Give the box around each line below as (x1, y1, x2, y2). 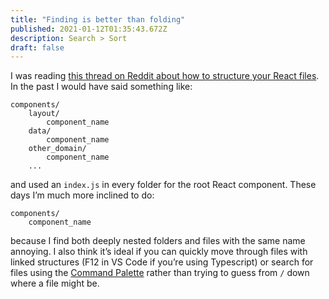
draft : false (10, 42, 65, 53)
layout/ (28, 109, 60, 119)
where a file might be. (10, 277, 100, 290)
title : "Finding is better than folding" (10, 14, 186, 25)
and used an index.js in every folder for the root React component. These (10, 179, 317, 191)
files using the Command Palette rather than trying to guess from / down (10, 267, 310, 279)
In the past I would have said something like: (10, 81, 193, 93)
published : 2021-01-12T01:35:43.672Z (10, 24, 168, 34)
